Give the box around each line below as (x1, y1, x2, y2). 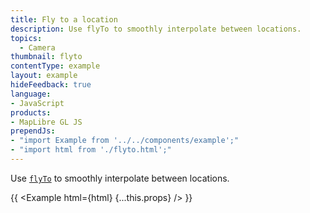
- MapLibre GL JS (10, 117, 83, 127)
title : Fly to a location (10, 14, 118, 25)
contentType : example (10, 61, 101, 71)
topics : (10, 33, 43, 43)
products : (10, 107, 52, 118)
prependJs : (10, 126, 56, 136)
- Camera (19, 42, 56, 53)
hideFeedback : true (10, 80, 92, 90)
